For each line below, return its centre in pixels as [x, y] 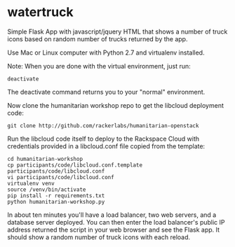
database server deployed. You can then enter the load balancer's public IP [116, 222]
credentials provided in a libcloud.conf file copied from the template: [106, 146]
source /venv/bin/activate [47, 190]
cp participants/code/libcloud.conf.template [75, 165]
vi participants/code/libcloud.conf [61, 177]
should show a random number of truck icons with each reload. [99, 237]
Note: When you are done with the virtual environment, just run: [99, 66]
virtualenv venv [31, 183]
